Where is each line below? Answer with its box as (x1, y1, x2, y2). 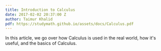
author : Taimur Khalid (5, 16, 53, 21)
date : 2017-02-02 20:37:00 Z (5, 12, 66, 17)
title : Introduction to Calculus (5, 7, 75, 12)
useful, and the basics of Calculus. (5, 40, 77, 46)
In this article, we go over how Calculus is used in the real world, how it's (5, 35, 156, 41)
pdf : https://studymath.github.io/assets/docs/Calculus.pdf (5, 21, 134, 26)
